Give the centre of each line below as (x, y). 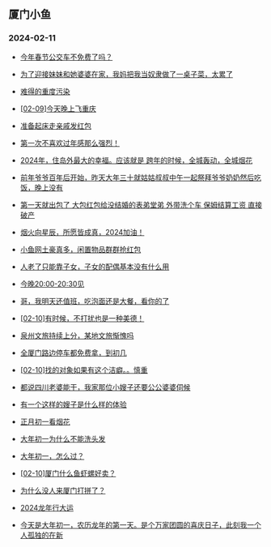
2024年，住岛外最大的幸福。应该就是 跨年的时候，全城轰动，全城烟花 (136, 160)
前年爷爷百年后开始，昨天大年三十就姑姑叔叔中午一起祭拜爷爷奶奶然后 (137, 177)
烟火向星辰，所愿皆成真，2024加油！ (82, 232)
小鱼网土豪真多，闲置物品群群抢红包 (80, 249)
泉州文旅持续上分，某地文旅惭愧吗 (77, 335)
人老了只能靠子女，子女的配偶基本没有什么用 (95, 267)
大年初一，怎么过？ (52, 455)
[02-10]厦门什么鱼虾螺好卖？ (68, 473)
